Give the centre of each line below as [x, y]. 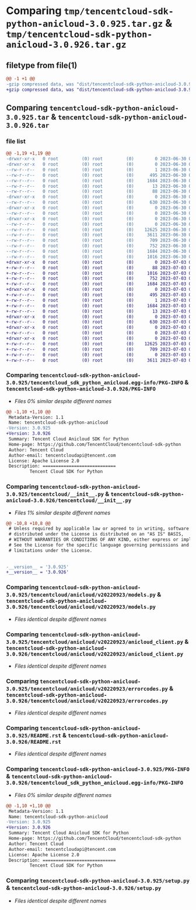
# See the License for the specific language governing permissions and [99, 545]
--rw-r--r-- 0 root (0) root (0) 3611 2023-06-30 [96, 235]
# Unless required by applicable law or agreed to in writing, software [99, 529]
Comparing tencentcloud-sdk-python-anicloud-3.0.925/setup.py [98, 881]
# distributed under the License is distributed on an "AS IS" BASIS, [96, 534]
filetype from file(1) [42, 65]
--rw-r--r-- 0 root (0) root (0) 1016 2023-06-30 [96, 257]
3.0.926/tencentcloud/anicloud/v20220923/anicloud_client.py [95, 654]
